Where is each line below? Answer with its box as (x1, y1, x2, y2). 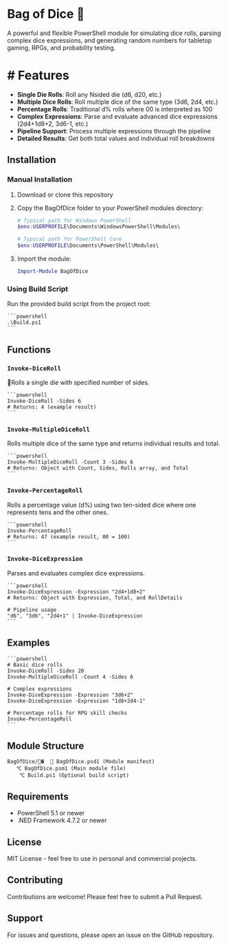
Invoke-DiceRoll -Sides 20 (7, 667, 84, 674)
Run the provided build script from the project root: (7, 300, 151, 308)
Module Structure (7, 740, 84, 752)
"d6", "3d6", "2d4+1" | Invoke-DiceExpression (7, 612, 143, 619)
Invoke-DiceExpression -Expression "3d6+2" (7, 691, 134, 698)
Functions (7, 344, 52, 355)
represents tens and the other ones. (7, 508, 109, 516)
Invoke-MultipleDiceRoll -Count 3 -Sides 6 (7, 459, 134, 466)
